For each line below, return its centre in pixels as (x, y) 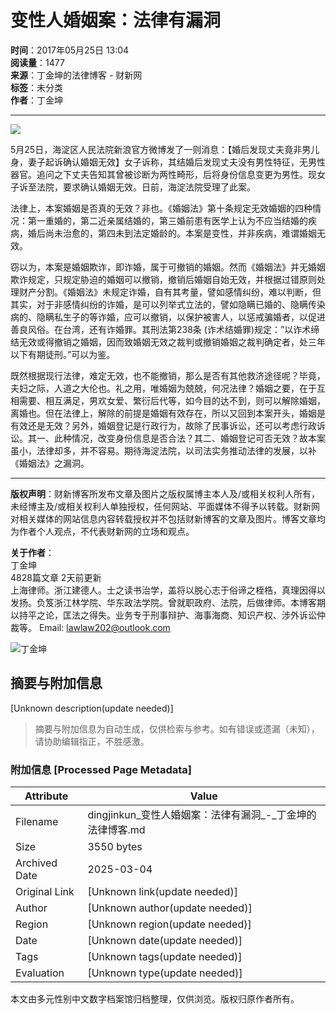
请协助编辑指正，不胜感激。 (92, 741)
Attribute (46, 796)
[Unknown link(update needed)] (162, 892)
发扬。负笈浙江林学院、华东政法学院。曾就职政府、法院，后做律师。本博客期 (168, 602)
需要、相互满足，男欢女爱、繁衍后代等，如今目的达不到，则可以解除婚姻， (172, 400)
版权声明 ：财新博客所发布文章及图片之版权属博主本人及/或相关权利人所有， (165, 493)
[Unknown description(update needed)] (92, 708)
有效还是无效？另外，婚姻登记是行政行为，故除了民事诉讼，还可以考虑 (155, 425)
